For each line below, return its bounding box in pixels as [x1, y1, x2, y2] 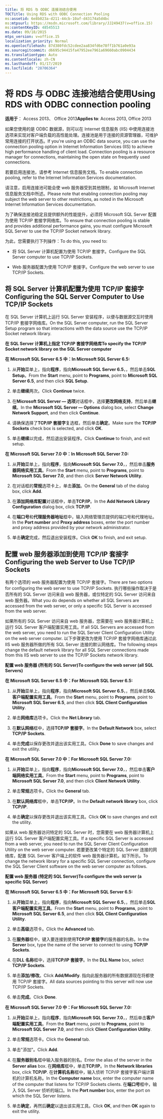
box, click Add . [12, 488, 43, 494]
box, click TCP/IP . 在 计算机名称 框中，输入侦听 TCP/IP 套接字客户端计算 [12, 1069, 155, 1075]
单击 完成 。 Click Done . [12, 994, 57, 1000]
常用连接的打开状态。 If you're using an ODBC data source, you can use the [5, 138, 155, 144]
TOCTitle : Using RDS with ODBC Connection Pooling [5, 12, 110, 17]
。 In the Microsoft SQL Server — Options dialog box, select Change [16, 404, 154, 410]
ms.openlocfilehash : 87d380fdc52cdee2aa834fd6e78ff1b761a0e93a [5, 43, 136, 48]
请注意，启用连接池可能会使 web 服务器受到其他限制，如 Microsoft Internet [5, 184, 155, 190]
